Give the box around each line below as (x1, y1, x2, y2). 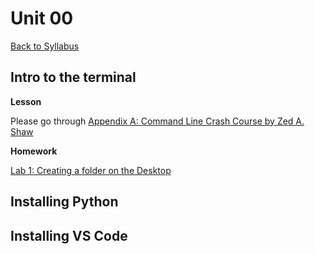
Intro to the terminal (10, 69, 137, 86)
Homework (10, 145, 58, 157)
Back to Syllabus (10, 40, 80, 52)
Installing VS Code (10, 227, 128, 244)
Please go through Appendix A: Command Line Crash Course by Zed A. (10, 115, 305, 127)
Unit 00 (10, 7, 74, 30)
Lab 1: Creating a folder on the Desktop (10, 164, 172, 176)
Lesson (10, 95, 42, 107)
